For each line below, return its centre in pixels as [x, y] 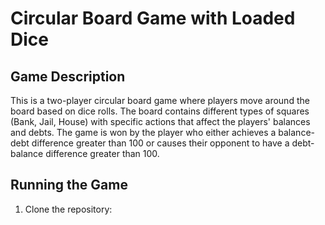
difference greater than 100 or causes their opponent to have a [160, 143]
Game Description [68, 76]
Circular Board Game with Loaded [153, 18]
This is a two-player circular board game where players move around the [160, 100]
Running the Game [69, 185]
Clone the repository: [68, 209]
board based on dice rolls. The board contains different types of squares [160, 111]
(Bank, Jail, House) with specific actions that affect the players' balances [160, 121]
